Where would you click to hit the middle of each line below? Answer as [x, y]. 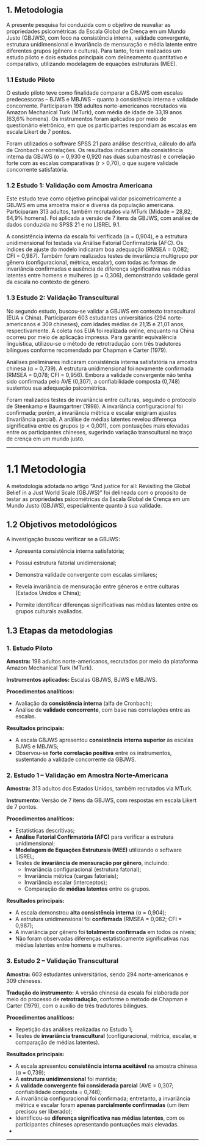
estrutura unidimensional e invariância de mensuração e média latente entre [102, 44]
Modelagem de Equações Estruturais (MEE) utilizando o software [98, 850]
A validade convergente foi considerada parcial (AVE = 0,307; [94, 1085]
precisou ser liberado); [44, 1111]
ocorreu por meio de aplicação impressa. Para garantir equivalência [92, 337]
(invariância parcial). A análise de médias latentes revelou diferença [91, 419]
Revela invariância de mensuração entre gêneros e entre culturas [97, 586]
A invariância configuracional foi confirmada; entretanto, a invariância [103, 1098]
